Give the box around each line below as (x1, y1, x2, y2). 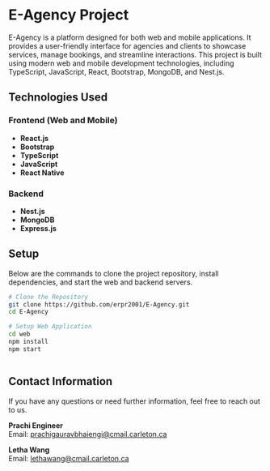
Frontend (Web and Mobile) (8, 115, 118, 126)
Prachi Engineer (8, 420, 63, 430)
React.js (19, 133, 49, 143)
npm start (8, 345, 42, 353)
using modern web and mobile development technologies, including (8, 58, 234, 68)
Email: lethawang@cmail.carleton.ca (8, 453, 129, 463)
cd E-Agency (8, 308, 49, 316)
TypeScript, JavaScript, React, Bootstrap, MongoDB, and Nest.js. (8, 66, 225, 76)
